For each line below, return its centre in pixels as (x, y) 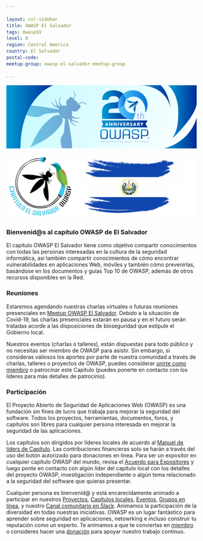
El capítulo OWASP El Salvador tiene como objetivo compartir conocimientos (101, 245)
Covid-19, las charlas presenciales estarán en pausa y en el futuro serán (96, 319)
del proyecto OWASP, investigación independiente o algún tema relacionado (101, 475)
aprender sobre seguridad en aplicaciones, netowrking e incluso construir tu (101, 519)
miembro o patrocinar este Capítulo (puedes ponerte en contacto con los (97, 370)
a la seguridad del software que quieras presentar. (69, 481)
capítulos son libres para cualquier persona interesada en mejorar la (91, 425)
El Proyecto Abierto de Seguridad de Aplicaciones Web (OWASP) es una (96, 405)
